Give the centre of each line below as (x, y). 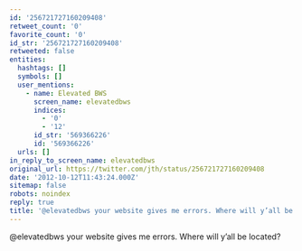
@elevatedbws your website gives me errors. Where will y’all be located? (145, 237)
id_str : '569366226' (72, 135)
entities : (28, 60)
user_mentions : (46, 85)
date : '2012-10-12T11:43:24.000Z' (75, 177)
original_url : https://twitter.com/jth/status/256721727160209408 (137, 169)
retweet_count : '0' (46, 26)
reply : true (32, 203)
